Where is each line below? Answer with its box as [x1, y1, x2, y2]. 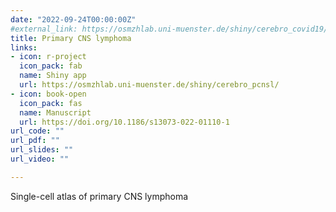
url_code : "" [10, 126, 65, 136]
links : [10, 42, 38, 53]
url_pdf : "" [10, 136, 60, 146]
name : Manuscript [19, 107, 92, 118]
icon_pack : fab [19, 61, 83, 71]
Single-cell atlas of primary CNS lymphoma [10, 190, 189, 202]
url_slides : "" [10, 145, 74, 155]
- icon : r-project [10, 52, 87, 62]
